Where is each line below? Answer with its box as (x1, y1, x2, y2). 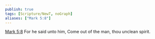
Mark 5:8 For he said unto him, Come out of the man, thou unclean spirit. (5, 29, 151, 35)
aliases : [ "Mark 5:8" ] (5, 16, 51, 20)
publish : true (5, 7, 34, 12)
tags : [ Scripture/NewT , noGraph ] (5, 11, 73, 16)
